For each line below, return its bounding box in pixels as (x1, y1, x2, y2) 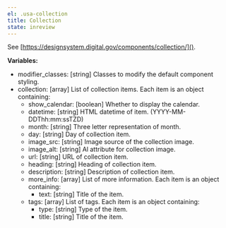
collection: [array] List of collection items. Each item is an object (17, 85, 204, 94)
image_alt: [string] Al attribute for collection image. (28, 145, 176, 154)
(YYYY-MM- (150, 107, 186, 116)
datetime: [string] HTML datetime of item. (28, 107, 149, 116)
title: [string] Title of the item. (38, 212, 124, 221)
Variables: (7, 56, 38, 65)
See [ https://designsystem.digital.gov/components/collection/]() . (7, 43, 196, 52)
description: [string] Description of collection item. (28, 167, 175, 176)
